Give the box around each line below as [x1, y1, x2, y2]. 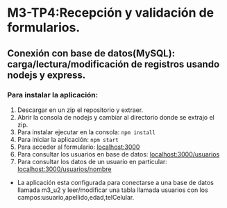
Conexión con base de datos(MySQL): [7, 47, 176, 59]
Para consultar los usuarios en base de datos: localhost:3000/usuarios [17, 150, 220, 158]
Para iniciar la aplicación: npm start [17, 135, 119, 143]
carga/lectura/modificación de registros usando [7, 58, 220, 70]
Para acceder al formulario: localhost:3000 [17, 143, 140, 151]
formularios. [7, 19, 81, 35]
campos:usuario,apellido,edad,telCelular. [17, 193, 135, 201]
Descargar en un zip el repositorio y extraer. [17, 106, 144, 114]
